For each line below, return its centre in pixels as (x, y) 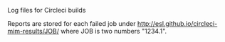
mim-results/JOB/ (33, 31)
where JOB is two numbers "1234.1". (114, 31)
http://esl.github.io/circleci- (177, 23)
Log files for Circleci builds (47, 10)
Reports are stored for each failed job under (72, 23)
